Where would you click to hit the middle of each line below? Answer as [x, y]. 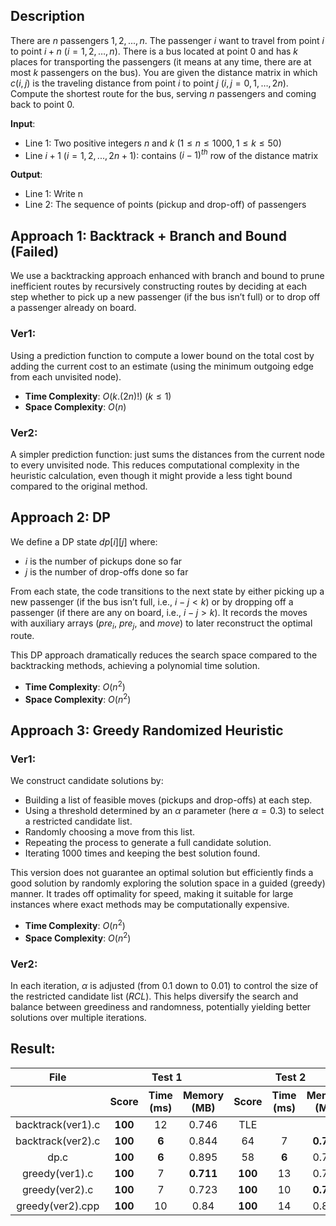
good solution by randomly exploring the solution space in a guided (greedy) [168, 883]
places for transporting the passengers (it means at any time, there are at [161, 61]
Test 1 [167, 1077]
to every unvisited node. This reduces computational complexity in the [155, 465]
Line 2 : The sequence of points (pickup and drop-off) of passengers [165, 205]
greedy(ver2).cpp [58, 1206]
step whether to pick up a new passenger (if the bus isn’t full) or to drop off [165, 297]
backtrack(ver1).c [58, 1124]
